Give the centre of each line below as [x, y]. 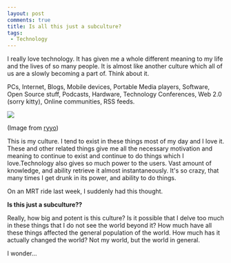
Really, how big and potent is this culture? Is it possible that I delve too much [115, 218]
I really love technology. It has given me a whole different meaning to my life [115, 59]
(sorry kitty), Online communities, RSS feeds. [71, 101]
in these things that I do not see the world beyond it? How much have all [110, 226]
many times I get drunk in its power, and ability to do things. [92, 178]
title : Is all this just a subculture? [64, 26]
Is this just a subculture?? [45, 205]
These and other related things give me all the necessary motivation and [110, 148]
